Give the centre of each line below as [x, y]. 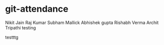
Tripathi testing [21, 27]
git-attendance [37, 9]
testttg [12, 37]
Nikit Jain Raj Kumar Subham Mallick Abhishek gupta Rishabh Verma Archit [82, 22]
